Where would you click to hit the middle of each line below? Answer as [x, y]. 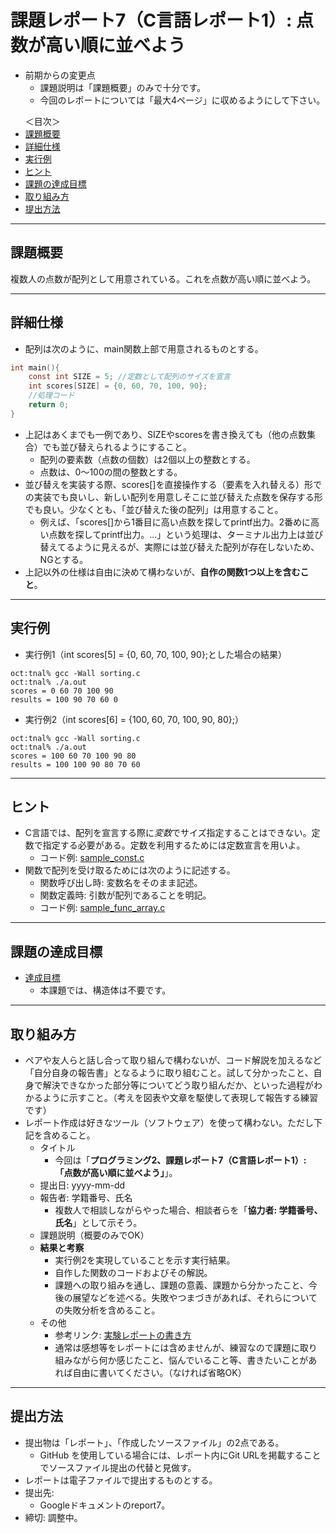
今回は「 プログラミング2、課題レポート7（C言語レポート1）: [180, 1160]
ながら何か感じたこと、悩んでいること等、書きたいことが [190, 1360]
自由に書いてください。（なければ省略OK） [159, 1373]
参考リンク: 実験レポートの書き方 [123, 1335]
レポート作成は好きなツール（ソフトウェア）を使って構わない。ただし [169, 1123]
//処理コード [51, 396]
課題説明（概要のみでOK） [94, 1235]
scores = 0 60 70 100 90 [62, 691]
